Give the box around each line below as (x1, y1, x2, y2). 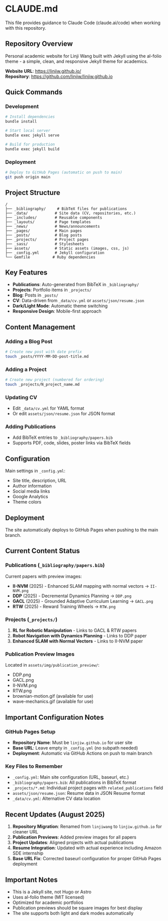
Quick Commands (5, 88, 63, 97)
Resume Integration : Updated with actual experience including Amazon (12, 845, 162, 851)
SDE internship (12, 850, 44, 856)
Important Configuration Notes (5, 713, 104, 721)
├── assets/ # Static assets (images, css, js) (5, 246, 129, 251)
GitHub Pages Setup (5, 728, 56, 735)
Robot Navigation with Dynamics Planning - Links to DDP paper (12, 633, 147, 639)
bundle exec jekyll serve (5, 133, 59, 138)
